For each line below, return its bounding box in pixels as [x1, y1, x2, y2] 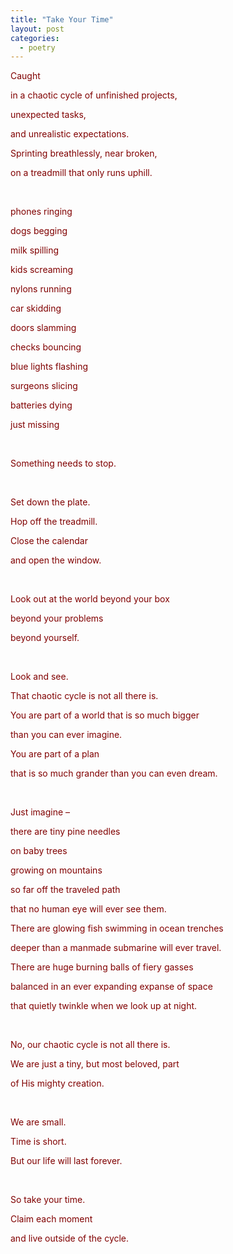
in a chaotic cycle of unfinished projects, [10, 89, 178, 101]
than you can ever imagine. [10, 729, 123, 741]
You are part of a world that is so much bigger [10, 709, 200, 721]
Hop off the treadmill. [10, 516, 98, 528]
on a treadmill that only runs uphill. [10, 167, 153, 179]
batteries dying [10, 399, 73, 411]
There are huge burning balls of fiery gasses [10, 961, 194, 973]
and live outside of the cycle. [10, 1232, 130, 1245]
